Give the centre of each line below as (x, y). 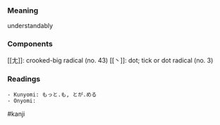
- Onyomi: (22, 100)
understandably (30, 26)
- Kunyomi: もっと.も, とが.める (52, 94)
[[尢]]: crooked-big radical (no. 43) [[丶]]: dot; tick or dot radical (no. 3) (110, 60)
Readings (24, 79)
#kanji (16, 114)
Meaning (23, 11)
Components (30, 44)
